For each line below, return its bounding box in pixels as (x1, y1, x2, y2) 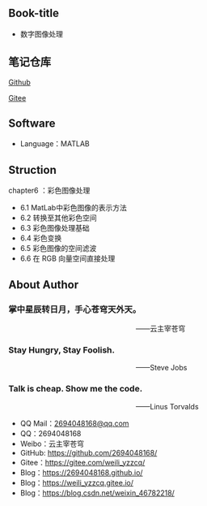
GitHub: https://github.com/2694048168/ (19, 448, 158, 457)
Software (8, 117, 56, 131)
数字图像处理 (19, 28, 63, 39)
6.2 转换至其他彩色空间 (19, 213, 97, 223)
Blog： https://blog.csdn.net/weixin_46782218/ (19, 487, 175, 498)
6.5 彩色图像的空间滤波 (19, 244, 97, 253)
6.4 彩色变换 (19, 233, 62, 243)
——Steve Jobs (136, 363, 188, 373)
